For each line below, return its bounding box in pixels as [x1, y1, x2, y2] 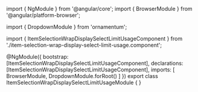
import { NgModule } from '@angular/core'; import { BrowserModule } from [6, 5, 193, 12]
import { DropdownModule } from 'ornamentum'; [6, 24, 127, 30]
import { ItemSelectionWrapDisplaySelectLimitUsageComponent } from [6, 35, 183, 42]
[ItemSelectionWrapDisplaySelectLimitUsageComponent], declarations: [6, 60, 184, 67]
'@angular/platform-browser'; [6, 11, 80, 19]
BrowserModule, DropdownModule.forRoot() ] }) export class [6, 73, 158, 79]
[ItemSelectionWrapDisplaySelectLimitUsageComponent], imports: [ [6, 66, 175, 73]
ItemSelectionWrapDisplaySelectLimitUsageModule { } [6, 79, 142, 86]
